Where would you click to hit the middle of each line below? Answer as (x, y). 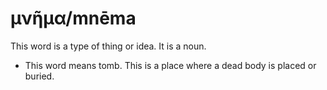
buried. (39, 76)
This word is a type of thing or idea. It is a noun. (108, 46)
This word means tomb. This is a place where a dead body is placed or (170, 65)
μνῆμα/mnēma (73, 18)
